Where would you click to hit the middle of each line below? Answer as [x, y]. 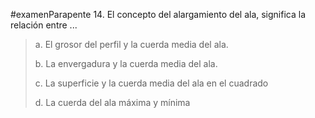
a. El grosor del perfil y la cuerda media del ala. [131, 44]
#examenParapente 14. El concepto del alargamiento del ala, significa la [158, 14]
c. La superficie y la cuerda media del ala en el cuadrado [151, 83]
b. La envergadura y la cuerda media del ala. [126, 63]
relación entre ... [44, 25]
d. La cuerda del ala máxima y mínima [112, 102]
